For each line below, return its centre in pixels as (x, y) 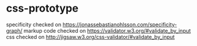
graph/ (14, 30)
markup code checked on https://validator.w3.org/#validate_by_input (107, 30)
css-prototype (42, 8)
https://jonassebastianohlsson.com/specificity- (120, 24)
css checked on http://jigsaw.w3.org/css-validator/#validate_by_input (91, 37)
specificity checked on (34, 24)
